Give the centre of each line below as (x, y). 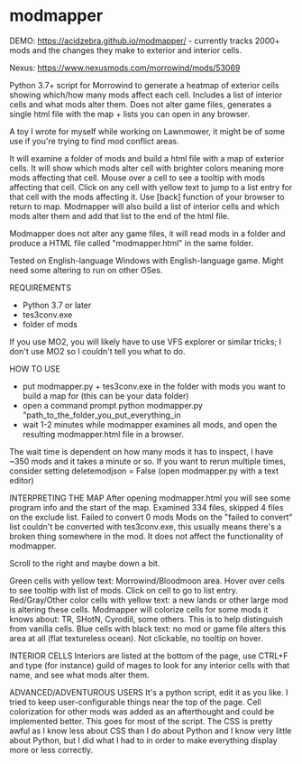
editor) (22, 480)
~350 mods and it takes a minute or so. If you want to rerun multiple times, (148, 461)
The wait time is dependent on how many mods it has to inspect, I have (141, 451)
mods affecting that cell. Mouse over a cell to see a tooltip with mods (137, 178)
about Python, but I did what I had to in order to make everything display (143, 740)
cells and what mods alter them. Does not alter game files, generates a (141, 104)
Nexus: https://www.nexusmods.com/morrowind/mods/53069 (125, 68)
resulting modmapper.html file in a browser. (103, 434)
